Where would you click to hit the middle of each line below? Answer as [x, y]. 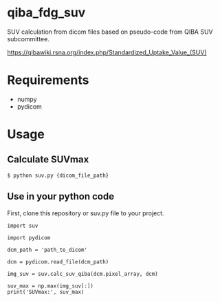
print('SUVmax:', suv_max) [46, 292]
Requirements [48, 80]
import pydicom [29, 238]
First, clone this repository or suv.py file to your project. [86, 213]
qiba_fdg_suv [46, 13]
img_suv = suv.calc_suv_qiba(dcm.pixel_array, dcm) [82, 274]
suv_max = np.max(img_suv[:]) [51, 286]
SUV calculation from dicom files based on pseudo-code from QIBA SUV [110, 32]
